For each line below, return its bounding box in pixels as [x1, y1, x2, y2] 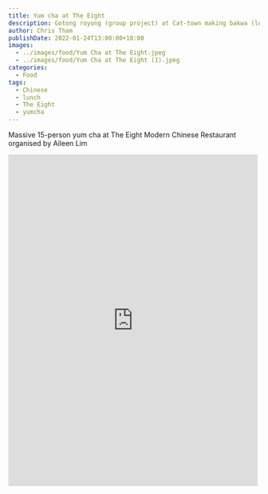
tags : [8, 78, 26, 86]
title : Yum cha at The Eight [8, 11, 105, 20]
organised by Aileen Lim [8, 139, 88, 148]
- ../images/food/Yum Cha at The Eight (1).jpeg [15, 57, 180, 65]
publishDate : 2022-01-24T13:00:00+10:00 [8, 34, 145, 42]
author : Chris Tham [8, 26, 73, 34]
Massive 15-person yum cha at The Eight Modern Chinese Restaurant [8, 130, 237, 140]
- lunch [15, 93, 41, 101]
